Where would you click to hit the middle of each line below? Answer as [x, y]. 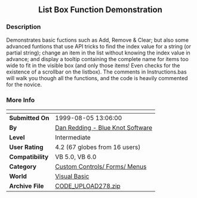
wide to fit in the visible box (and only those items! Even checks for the [93, 65]
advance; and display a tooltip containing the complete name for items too [98, 59]
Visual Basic [72, 176]
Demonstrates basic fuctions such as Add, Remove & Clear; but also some [98, 40]
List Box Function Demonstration [100, 10]
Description [24, 27]
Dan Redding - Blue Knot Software [104, 127]
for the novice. [24, 84]
